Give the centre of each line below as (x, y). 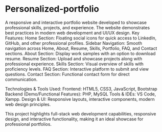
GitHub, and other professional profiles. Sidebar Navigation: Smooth (74, 43)
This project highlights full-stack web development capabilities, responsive (81, 113)
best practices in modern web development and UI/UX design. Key (72, 33)
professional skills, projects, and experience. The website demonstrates (78, 27)
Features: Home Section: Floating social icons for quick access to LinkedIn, (81, 38)
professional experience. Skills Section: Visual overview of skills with (74, 64)
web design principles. (28, 104)
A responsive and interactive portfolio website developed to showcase (76, 22)
